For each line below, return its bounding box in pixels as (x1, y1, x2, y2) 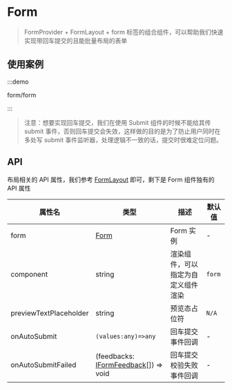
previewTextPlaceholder (10, 308, 89, 318)
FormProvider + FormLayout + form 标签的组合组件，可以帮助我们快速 (23, 28, 224, 36)
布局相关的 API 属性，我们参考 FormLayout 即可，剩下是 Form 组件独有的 (7, 175, 215, 184)
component (10, 269, 48, 279)
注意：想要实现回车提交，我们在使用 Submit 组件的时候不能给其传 (23, 118, 211, 126)
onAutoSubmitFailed (10, 360, 77, 369)
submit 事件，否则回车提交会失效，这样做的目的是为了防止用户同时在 (23, 127, 221, 135)
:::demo (7, 77, 29, 86)
